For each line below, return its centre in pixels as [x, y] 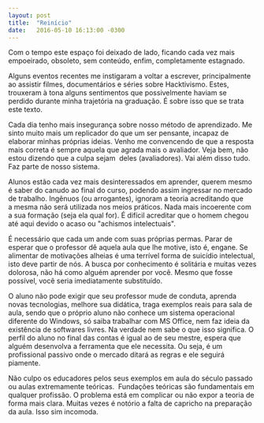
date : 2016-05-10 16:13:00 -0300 [67, 30]
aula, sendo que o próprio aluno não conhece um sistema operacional [121, 313]
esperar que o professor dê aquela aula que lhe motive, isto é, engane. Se [128, 247]
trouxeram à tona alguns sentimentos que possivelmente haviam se [117, 93]
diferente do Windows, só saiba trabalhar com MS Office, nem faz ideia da [129, 321]
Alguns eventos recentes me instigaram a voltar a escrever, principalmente [130, 76]
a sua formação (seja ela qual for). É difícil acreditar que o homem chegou [128, 215]
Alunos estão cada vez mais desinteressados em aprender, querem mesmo [130, 182]
